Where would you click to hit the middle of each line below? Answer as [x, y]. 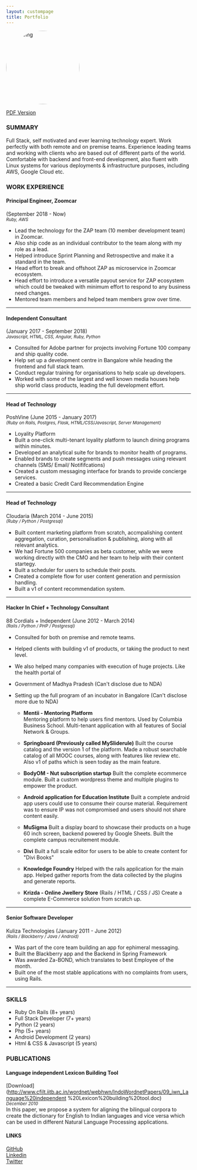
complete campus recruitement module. [72, 840]
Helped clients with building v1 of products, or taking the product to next [102, 648]
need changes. [33, 293]
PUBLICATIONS [28, 1059]
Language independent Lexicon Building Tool [62, 1072]
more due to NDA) [36, 701]
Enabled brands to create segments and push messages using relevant [100, 459]
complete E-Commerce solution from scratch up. [82, 899]
